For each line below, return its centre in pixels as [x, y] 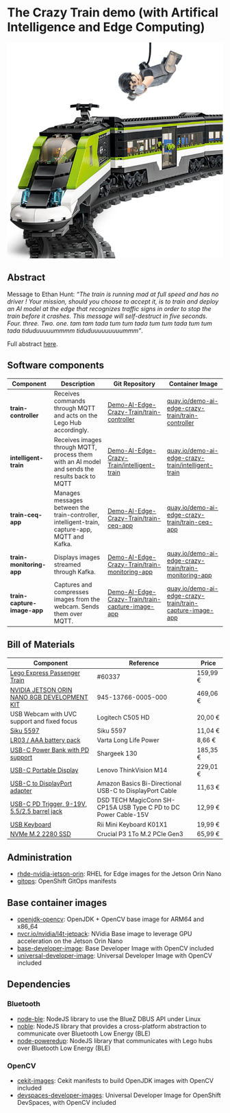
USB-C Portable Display [44, 770]
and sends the [74, 469]
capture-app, [73, 529]
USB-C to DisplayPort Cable [137, 791]
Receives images [78, 439]
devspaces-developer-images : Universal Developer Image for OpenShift [119, 1095]
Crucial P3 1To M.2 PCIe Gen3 [140, 833]
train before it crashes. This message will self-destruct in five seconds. [107, 316]
